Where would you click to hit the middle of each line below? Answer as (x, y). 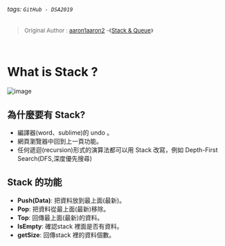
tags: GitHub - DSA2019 (40, 9)
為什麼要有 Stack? (46, 114)
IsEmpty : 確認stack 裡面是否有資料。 (70, 226)
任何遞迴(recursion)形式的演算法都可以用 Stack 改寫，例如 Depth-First (117, 150)
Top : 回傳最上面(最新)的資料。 (60, 218)
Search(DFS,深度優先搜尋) (54, 158)
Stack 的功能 (35, 182)
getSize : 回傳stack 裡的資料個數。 (66, 235)
